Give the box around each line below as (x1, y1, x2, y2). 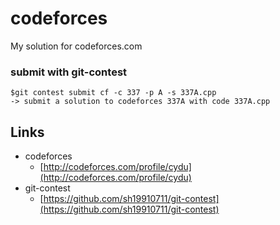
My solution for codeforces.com (10, 40, 143, 52)
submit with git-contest (10, 65, 128, 79)
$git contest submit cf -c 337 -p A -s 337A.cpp (10, 88, 217, 98)
